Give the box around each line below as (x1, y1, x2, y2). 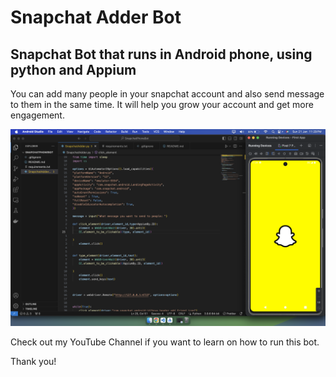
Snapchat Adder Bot (10, 6, 182, 29)
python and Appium (10, 61, 137, 78)
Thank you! (10, 356, 57, 367)
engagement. (10, 109, 65, 121)
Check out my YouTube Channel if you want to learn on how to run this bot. (10, 336, 320, 348)
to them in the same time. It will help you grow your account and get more (10, 99, 314, 110)
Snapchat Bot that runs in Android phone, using (10, 46, 313, 63)
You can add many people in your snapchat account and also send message (10, 88, 325, 100)
